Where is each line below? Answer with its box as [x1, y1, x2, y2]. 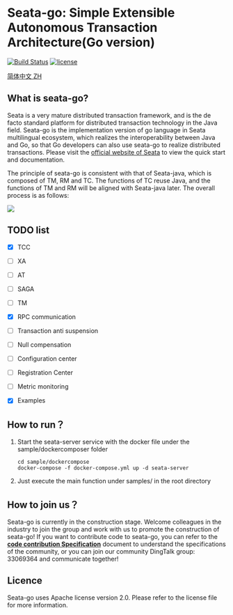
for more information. [7, 600, 68, 609]
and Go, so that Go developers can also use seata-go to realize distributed [7, 141, 221, 149]
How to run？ [7, 419, 65, 430]
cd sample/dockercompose [17, 458, 90, 466]
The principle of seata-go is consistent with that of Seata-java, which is [7, 169, 212, 177]
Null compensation [17, 341, 72, 349]
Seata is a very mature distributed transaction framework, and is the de [7, 111, 211, 119]
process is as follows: [7, 191, 70, 199]
